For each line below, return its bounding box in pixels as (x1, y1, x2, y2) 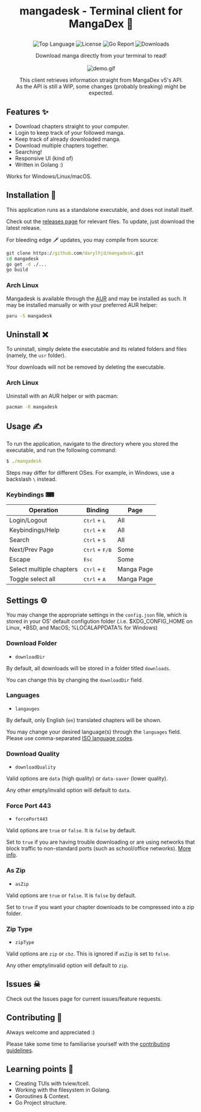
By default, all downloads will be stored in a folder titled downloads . (6, 664, 171, 672)
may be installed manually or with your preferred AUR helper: (6, 301, 158, 308)
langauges (14, 706, 40, 712)
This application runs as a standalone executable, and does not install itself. (6, 206, 194, 213)
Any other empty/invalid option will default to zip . (6, 962, 128, 969)
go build (6, 267, 28, 273)
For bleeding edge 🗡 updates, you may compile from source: (6, 236, 159, 243)
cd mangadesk (6, 256, 39, 262)
